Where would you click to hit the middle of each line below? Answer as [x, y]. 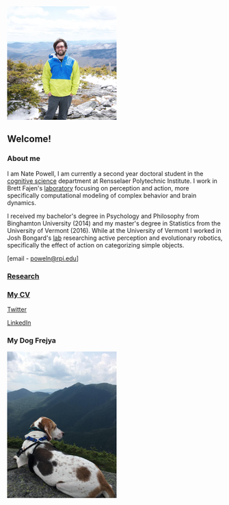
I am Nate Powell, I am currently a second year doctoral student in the [105, 173]
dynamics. [22, 202]
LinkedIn [19, 322]
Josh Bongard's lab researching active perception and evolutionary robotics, [115, 238]
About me [24, 158]
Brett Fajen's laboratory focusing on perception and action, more [98, 188]
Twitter [17, 309]
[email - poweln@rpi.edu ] [43, 258]
